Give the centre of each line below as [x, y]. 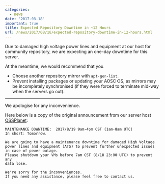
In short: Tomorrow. [26, 133]
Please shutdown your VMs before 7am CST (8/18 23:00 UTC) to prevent [79, 155]
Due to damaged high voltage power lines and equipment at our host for [78, 46]
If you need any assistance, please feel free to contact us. [70, 177]
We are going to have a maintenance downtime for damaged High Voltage [80, 142]
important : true [22, 23]
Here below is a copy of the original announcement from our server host [78, 115]
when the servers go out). [38, 92]
